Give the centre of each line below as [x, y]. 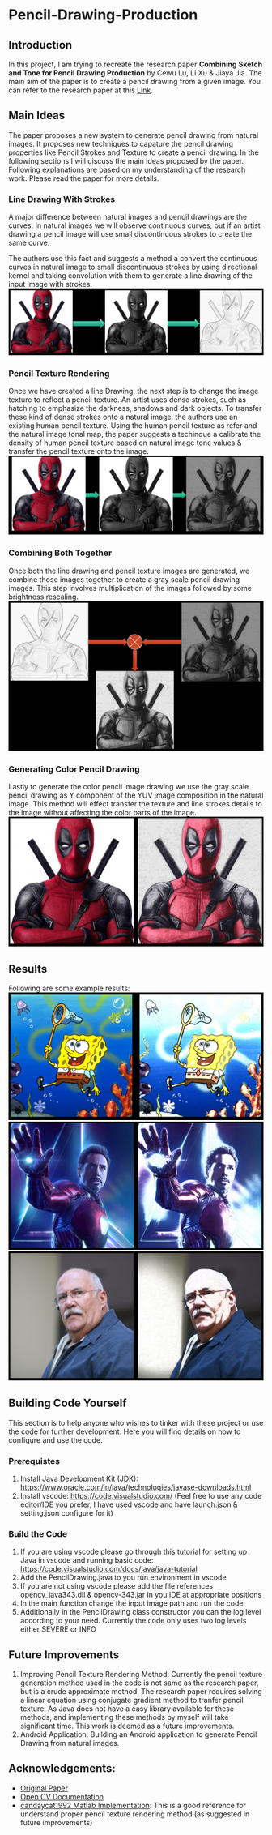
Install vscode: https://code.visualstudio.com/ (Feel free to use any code [141, 1495]
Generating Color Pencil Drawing [74, 769]
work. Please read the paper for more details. [84, 178]
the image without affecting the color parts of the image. [102, 812]
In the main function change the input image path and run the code [132, 1603]
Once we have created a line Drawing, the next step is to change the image [134, 391]
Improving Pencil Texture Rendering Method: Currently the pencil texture [141, 1675]
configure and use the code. [55, 1439]
